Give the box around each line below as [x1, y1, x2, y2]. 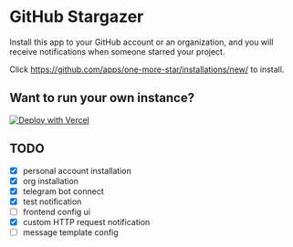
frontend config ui [22, 206, 91, 217]
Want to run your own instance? [9, 90, 194, 106]
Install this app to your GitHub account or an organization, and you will [9, 36, 274, 47]
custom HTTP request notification [22, 216, 151, 227]
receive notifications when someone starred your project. [9, 46, 225, 57]
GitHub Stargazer [9, 6, 144, 27]
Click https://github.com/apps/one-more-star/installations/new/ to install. [9, 64, 285, 75]
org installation [22, 175, 79, 186]
